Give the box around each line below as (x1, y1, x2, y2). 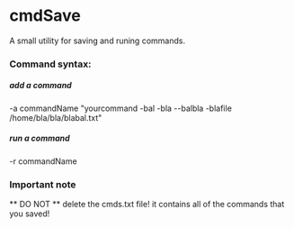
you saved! (9, 208, 50, 219)
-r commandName (9, 155, 78, 167)
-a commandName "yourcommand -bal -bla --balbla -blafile (9, 103, 232, 114)
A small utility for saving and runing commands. (9, 35, 186, 46)
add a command (9, 80, 72, 91)
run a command (9, 132, 70, 144)
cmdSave (9, 5, 81, 26)
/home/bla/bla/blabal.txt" (9, 112, 102, 123)
